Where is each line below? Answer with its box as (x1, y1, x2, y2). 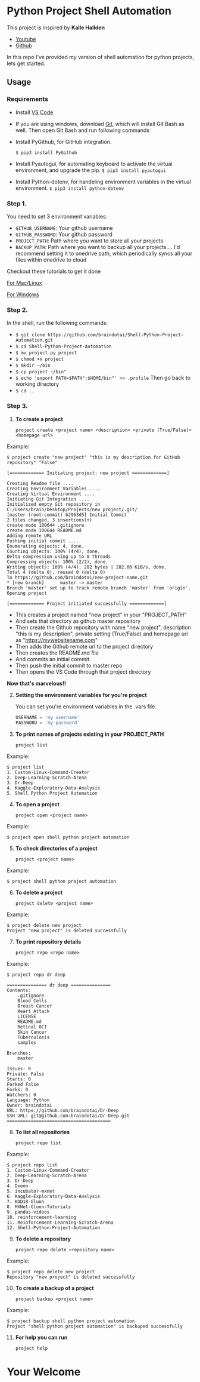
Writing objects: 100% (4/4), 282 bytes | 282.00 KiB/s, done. (7, 564, 167, 570)
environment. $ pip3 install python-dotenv (15, 184, 124, 192)
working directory (15, 380, 60, 388)
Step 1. (7, 199, 27, 207)
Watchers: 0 (7, 1092, 36, 1098)
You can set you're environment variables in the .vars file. (15, 703, 157, 710)
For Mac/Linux (7, 279, 42, 286)
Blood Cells (17, 998, 47, 1004)
